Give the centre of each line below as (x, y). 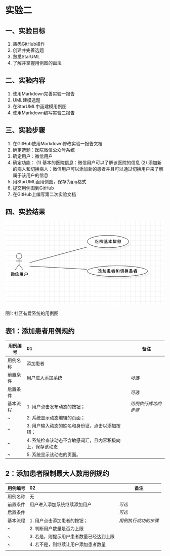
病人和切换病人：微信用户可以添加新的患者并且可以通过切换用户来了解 (90, 169)
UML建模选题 (26, 100)
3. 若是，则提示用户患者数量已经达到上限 (72, 537)
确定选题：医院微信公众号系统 (44, 150)
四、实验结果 (25, 212)
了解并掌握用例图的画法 (37, 63)
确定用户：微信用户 (33, 156)
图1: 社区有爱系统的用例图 (32, 313)
